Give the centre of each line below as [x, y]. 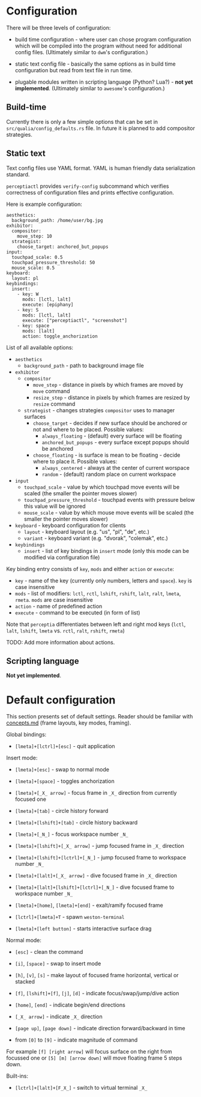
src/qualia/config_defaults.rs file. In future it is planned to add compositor [100, 128]
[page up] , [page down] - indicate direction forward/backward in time [100, 1028]
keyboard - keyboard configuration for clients [70, 525]
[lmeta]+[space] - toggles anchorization [65, 781]
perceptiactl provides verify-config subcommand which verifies [88, 186]
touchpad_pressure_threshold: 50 [53, 262]
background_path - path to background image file [84, 365]
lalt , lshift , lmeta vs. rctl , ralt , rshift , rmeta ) [65, 631]
